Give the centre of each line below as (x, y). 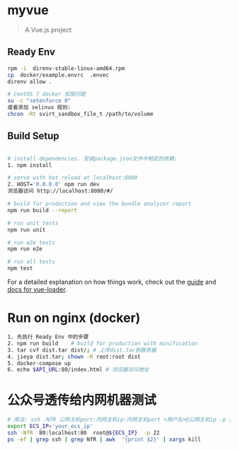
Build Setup (33, 136)
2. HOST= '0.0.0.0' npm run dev (53, 185)
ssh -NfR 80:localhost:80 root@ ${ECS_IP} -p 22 (84, 433)
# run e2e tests (31, 243)
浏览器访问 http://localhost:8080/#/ (60, 191)
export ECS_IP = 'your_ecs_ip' (50, 427)
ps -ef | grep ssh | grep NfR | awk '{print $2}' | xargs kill (104, 439)
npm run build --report (42, 210)
